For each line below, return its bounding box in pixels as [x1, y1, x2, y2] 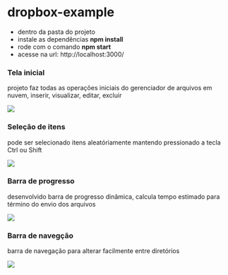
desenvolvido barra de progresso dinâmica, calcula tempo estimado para [7, 192, 220, 201]
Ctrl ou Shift [7, 145, 42, 154]
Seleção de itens [7, 122, 66, 132]
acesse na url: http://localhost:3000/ [17, 50, 125, 59]
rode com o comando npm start [17, 42, 112, 51]
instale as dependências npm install [17, 35, 124, 43]
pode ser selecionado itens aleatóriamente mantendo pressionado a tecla [7, 138, 221, 147]
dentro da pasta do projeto [17, 28, 95, 36]
